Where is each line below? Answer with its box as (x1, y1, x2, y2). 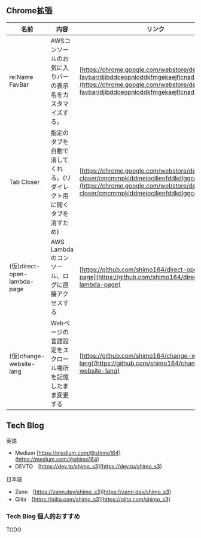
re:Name (9, 72, 33, 81)
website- (9, 359, 36, 368)
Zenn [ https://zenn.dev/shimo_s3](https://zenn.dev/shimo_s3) (14, 488, 172, 495)
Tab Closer (9, 177, 40, 186)
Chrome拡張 (6, 5, 53, 16)
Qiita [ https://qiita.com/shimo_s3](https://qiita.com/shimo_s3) (14, 495, 170, 503)
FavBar (9, 80, 29, 89)
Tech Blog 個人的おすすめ (6, 512, 81, 520)
